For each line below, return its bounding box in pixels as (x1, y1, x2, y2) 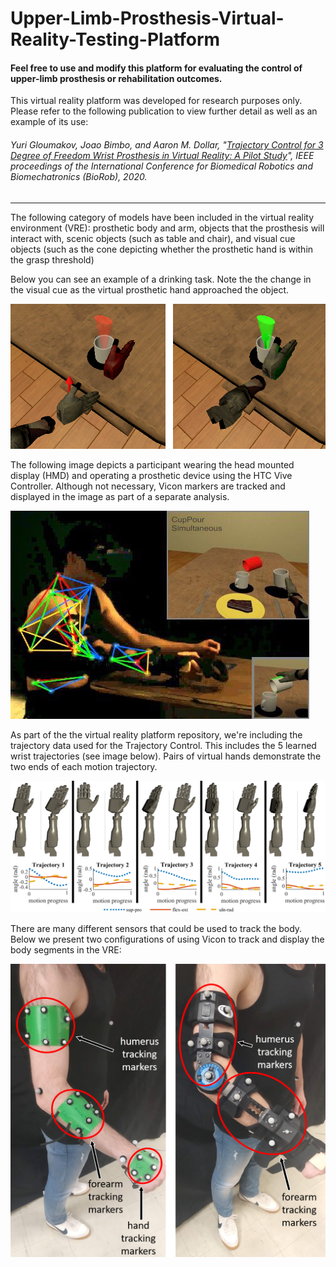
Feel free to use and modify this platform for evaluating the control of (10, 62, 303, 74)
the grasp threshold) (10, 253, 95, 266)
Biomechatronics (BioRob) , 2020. (10, 170, 148, 182)
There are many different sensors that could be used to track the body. (10, 923, 303, 935)
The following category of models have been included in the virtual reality (10, 211, 315, 223)
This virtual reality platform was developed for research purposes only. (10, 95, 303, 107)
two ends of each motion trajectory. (10, 760, 158, 772)
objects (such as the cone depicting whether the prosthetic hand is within (10, 243, 314, 255)
